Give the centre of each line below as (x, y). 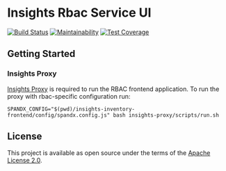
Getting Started (41, 54)
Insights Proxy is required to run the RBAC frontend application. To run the (113, 89)
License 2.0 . (25, 161)
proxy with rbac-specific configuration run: (69, 96)
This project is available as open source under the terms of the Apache (109, 153)
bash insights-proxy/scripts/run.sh (166, 115)
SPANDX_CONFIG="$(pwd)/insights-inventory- (71, 109)
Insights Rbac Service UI (79, 13)
